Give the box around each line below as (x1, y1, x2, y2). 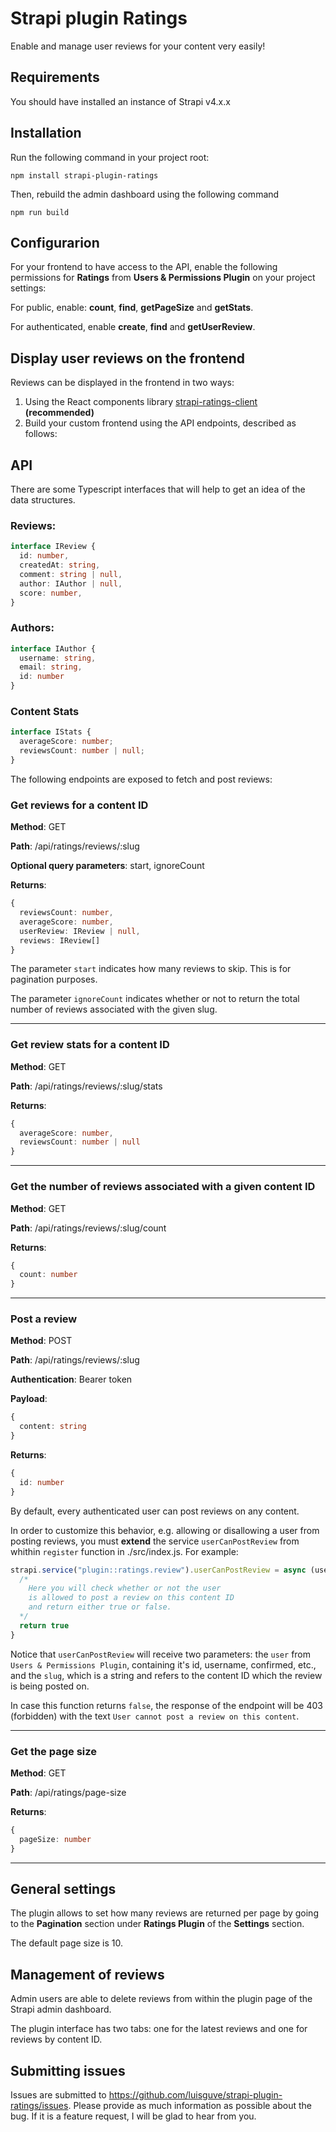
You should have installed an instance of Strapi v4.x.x (10, 95, 231, 107)
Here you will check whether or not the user (28, 1583, 222, 1594)
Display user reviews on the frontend (10, 350, 246, 367)
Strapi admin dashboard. (10, 2003, 112, 2016)
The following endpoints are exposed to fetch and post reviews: (10, 773, 273, 785)
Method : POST (10, 1335, 73, 1347)
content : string (19, 1422, 87, 1432)
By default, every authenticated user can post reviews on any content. (10, 1505, 300, 1517)
